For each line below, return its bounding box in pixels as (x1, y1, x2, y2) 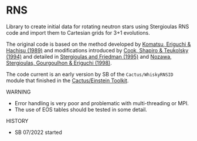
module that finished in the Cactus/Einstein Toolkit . (6, 77, 129, 84)
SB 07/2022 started (14, 129, 63, 136)
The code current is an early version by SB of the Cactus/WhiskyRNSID (6, 70, 174, 78)
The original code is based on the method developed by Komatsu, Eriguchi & (6, 41, 191, 48)
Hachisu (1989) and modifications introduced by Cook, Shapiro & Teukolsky (6, 46, 189, 53)
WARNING (6, 88, 31, 95)
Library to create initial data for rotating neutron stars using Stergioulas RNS (6, 23, 189, 30)
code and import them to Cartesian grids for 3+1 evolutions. (6, 29, 151, 36)
